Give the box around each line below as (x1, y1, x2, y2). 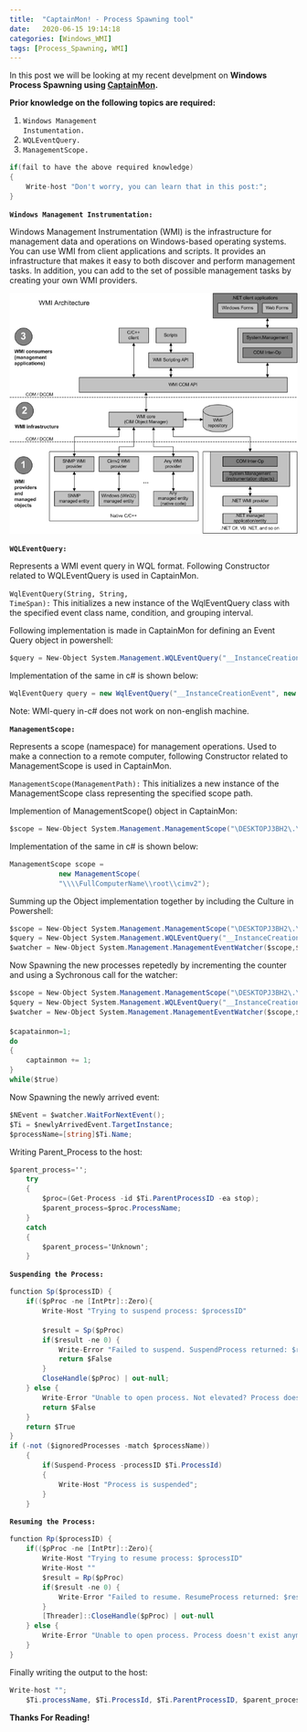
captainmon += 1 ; (26, 1056, 92, 1065)
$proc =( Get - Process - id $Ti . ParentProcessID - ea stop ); (42, 1194, 259, 1204)
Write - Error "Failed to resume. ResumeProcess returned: (58, 1592, 281, 1601)
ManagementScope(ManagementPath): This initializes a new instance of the (9, 778, 280, 790)
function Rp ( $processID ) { (9, 1535, 112, 1544)
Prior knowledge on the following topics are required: (9, 97, 217, 109)
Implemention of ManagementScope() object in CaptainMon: (9, 805, 238, 817)
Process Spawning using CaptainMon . (9, 80, 158, 90)
